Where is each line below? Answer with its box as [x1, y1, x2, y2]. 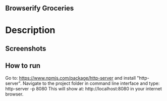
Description [5, 24, 55, 36]
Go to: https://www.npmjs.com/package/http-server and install [5, 75, 136, 81]
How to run [5, 62, 41, 70]
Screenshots [5, 44, 46, 53]
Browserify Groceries [5, 4, 74, 13]
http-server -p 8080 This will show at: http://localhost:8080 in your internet [5, 85, 162, 91]
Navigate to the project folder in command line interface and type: [22, 80, 160, 86]
